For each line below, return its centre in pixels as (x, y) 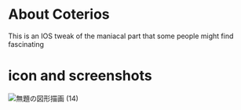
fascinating (26, 44)
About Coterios (59, 14)
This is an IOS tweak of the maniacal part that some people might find (121, 36)
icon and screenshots (80, 76)
